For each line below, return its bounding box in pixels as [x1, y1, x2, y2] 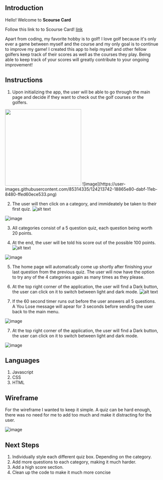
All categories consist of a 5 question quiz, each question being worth [12, 225, 153, 231]
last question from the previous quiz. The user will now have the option [12, 269, 155, 275]
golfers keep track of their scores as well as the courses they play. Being [5, 51, 151, 57]
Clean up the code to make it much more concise [12, 469, 111, 476]
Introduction [5, 4, 44, 12]
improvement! [5, 62, 33, 67]
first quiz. [12, 206, 32, 212]
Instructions [5, 76, 43, 85]
